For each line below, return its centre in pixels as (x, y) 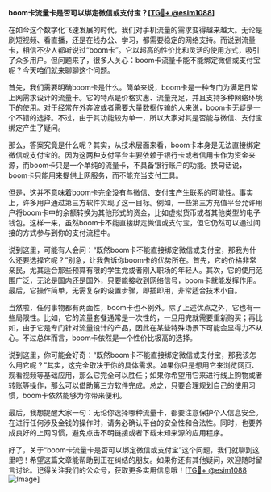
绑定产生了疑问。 (37, 128)
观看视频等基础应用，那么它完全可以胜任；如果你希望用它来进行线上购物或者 (135, 375)
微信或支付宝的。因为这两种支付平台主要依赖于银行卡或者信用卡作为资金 (128, 155)
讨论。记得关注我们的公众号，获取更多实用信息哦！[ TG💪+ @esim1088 (131, 470)
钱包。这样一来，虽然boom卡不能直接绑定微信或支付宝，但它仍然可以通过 (131, 223)
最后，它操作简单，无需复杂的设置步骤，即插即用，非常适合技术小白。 (125, 290)
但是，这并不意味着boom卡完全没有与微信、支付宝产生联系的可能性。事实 (131, 192)
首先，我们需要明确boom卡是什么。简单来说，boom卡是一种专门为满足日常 (133, 87)
